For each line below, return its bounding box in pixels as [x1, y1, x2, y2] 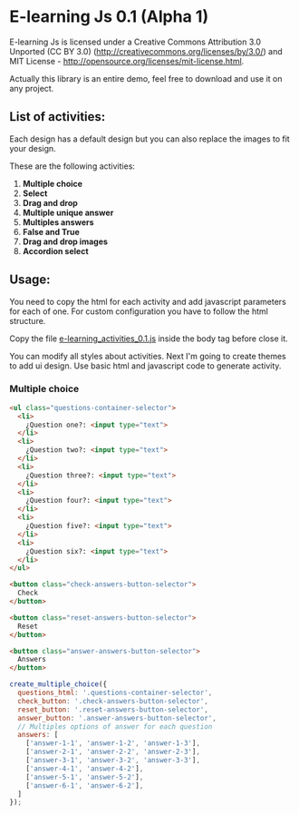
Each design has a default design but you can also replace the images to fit [9, 133, 290, 144]
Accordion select [22, 245, 89, 256]
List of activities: [9, 109, 106, 124]
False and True [22, 226, 80, 237]
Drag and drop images [22, 236, 109, 247]
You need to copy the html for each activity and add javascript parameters [9, 296, 287, 307]
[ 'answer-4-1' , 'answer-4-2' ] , [25, 764, 144, 773]
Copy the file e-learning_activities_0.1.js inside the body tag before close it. [9, 333, 288, 344]
